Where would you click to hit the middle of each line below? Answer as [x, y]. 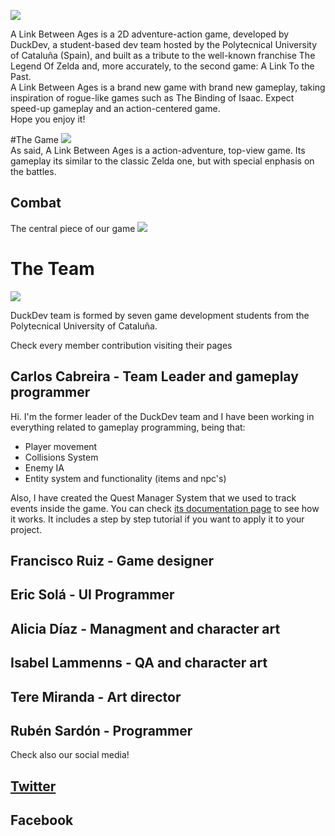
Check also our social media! [70, 755]
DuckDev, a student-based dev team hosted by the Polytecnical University [164, 44]
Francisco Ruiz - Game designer [112, 560]
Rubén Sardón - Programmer [101, 730]
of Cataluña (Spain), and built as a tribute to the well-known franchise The [163, 55]
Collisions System [61, 457]
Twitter [33, 786]
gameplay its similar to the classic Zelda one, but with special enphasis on [162, 161]
